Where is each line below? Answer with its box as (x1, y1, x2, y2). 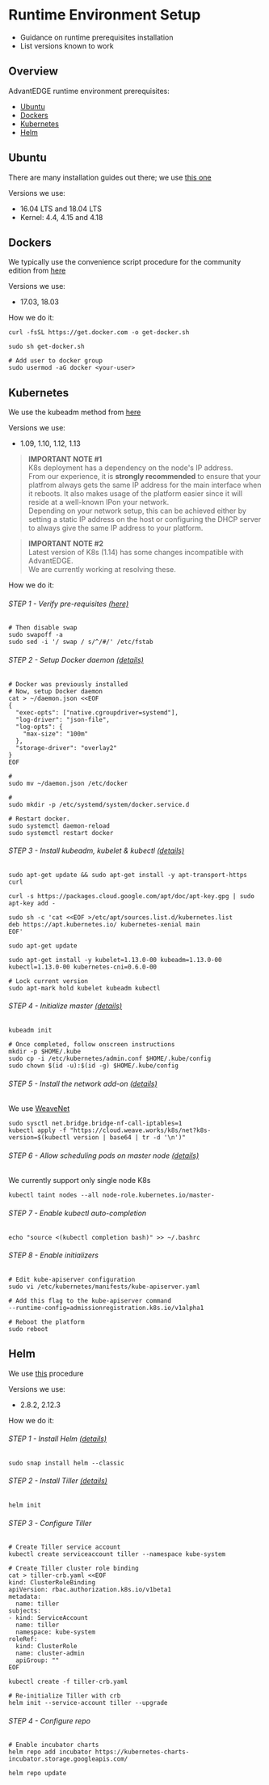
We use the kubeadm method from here (8, 407, 141, 418)
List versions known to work (19, 40, 115, 50)
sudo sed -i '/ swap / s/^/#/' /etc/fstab (8, 638, 153, 647)
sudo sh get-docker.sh (8, 342, 85, 351)
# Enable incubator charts (8, 1741, 99, 1749)
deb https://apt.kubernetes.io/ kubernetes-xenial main (8, 920, 200, 928)
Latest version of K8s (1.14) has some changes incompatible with (27, 548, 244, 558)
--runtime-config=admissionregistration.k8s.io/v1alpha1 (8, 1304, 204, 1312)
